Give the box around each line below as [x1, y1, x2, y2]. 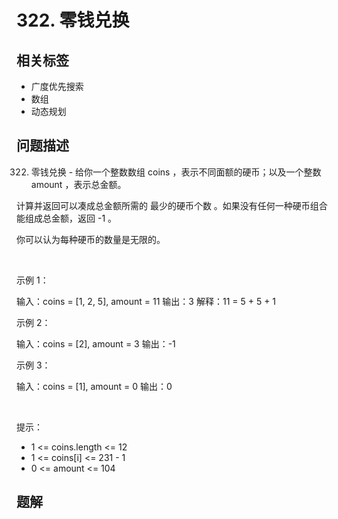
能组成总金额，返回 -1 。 [16, 212, 118, 224]
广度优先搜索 [30, 81, 84, 92]
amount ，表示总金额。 [30, 178, 127, 190]
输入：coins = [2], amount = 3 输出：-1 [16, 337, 176, 350]
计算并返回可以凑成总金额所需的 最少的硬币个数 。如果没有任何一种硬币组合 [16, 199, 328, 211]
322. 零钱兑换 [16, 9, 130, 32]
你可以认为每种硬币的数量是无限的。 [16, 233, 166, 245]
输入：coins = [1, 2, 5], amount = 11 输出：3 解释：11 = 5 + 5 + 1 [16, 295, 277, 307]
